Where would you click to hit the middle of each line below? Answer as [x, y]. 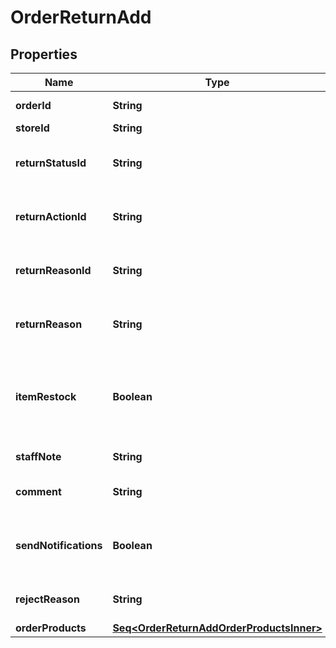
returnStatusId [51, 163]
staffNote [38, 456]
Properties [44, 54]
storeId [32, 128]
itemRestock [46, 396]
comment [38, 491]
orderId [33, 105]
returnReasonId [53, 270]
